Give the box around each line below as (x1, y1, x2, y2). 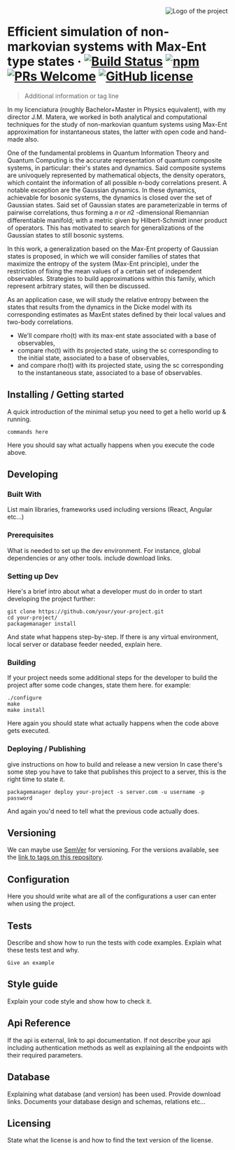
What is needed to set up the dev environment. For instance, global (7, 546, 201, 554)
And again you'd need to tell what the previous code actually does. (7, 807, 200, 815)
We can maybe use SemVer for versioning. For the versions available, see (7, 846, 219, 854)
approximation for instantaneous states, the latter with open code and (7, 128, 208, 136)
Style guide (7, 978, 58, 990)
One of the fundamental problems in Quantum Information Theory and (7, 149, 210, 157)
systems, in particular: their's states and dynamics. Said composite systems (7, 163, 226, 172)
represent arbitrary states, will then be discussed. (7, 282, 150, 290)
